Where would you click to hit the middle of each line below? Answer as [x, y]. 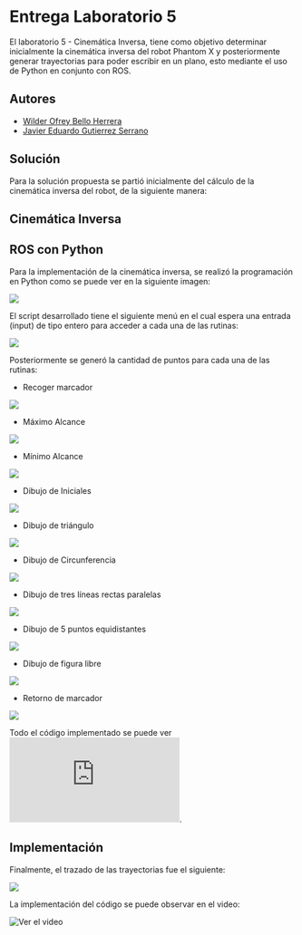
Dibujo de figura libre [62, 663]
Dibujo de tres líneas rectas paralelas [92, 594]
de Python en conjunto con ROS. [70, 71]
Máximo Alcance [54, 421]
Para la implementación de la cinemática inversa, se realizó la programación [151, 271]
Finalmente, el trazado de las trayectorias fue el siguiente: [117, 869]
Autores [33, 99]
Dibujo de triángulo [58, 525]
